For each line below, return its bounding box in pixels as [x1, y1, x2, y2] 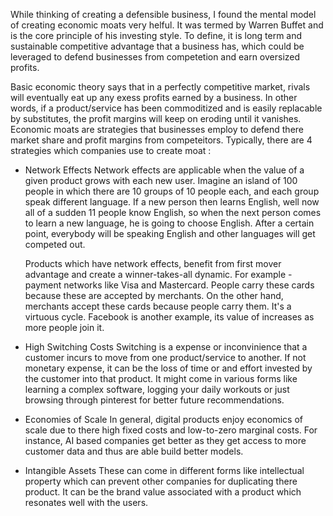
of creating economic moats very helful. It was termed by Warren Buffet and [10, 19, 324, 31]
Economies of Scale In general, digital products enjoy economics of [24, 414, 303, 425]
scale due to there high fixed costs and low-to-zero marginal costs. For [24, 424, 318, 436]
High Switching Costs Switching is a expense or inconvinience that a [24, 341, 308, 353]
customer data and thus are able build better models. [24, 445, 244, 457]
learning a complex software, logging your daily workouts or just [24, 384, 290, 395]
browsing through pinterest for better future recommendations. [24, 394, 285, 406]
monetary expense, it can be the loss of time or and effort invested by [24, 362, 313, 374]
